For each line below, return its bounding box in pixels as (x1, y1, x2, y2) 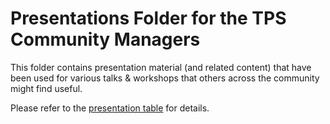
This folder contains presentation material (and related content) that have (10, 61, 312, 73)
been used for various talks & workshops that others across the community (10, 72, 320, 84)
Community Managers (10, 28, 201, 51)
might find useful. (10, 82, 83, 94)
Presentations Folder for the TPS (10, 7, 287, 30)
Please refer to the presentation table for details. (10, 102, 210, 114)
